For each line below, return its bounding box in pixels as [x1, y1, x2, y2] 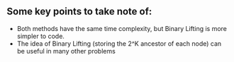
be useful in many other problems [16, 46, 116, 55]
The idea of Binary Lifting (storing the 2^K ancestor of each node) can [16, 39, 222, 48]
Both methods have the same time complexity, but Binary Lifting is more [16, 24, 228, 32]
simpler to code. [16, 32, 65, 40]
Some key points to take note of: [6, 6, 152, 18]
